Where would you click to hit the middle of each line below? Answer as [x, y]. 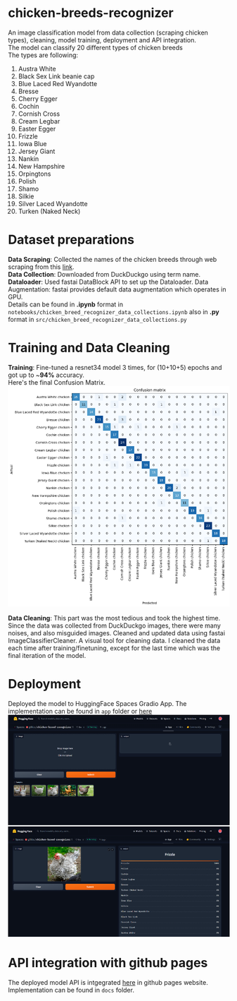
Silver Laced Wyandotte [53, 203]
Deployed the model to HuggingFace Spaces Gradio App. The [97, 703]
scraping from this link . [41, 267]
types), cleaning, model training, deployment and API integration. [102, 40]
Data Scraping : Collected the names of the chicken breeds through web [113, 259]
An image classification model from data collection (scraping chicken [108, 32]
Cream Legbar [39, 121]
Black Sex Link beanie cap [56, 76]
